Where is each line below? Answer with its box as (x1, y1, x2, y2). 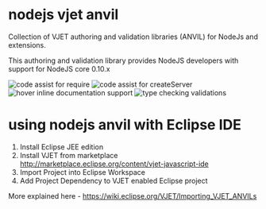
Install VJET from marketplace (19, 150, 118, 160)
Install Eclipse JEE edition (19, 141, 104, 152)
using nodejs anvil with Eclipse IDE (8, 116, 242, 134)
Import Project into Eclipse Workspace (19, 167, 145, 176)
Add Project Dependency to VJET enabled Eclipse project (19, 176, 208, 185)
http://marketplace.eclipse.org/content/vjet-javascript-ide (19, 159, 209, 168)
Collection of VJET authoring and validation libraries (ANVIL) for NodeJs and (8, 32, 258, 41)
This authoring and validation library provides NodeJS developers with (8, 56, 239, 65)
